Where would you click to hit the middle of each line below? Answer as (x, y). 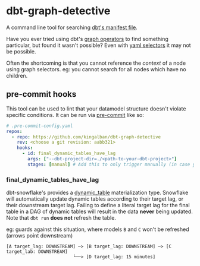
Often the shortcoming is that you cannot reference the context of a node (96, 63)
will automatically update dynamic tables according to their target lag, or (95, 199)
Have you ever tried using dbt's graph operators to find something (87, 39)
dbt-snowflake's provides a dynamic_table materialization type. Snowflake (97, 193)
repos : (14, 131)
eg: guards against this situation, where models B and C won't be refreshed (98, 229)
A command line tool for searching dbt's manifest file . (72, 27)
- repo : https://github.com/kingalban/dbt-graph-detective (86, 137)
